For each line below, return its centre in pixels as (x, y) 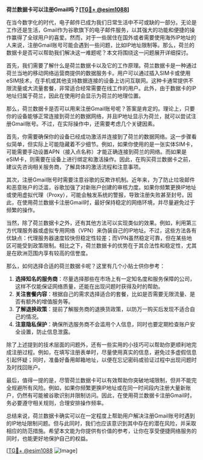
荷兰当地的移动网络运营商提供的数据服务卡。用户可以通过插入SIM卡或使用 (98, 73)
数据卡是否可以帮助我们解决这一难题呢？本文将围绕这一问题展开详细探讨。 (99, 53)
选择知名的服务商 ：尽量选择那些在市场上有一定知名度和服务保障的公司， (105, 279)
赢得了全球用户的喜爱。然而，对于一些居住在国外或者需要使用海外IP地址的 (104, 38)
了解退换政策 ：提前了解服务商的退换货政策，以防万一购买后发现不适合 (102, 309)
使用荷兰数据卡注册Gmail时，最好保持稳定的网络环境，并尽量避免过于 (108, 202)
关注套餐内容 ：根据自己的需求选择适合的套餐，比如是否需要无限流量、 (102, 294)
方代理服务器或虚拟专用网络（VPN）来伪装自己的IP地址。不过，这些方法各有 (101, 230)
